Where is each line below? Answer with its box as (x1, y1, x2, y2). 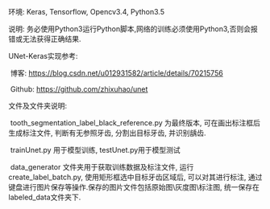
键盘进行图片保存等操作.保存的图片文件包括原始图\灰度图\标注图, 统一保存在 (8, 182, 260, 191)
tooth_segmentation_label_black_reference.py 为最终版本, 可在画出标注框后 (10, 118, 260, 127)
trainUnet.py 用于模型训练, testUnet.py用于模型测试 (10, 145, 181, 154)
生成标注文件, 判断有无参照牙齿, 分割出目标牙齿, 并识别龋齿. (8, 128, 206, 137)
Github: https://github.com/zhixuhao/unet (10, 84, 148, 94)
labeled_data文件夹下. (8, 192, 81, 202)
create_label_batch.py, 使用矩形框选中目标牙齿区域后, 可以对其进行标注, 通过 (8, 172, 263, 182)
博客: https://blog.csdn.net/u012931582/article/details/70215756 (10, 68, 223, 78)
